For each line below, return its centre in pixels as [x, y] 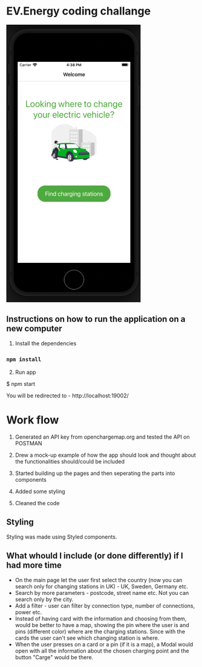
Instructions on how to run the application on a [96, 319]
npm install [24, 359]
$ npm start [21, 384]
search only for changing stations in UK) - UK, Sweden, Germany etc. [102, 586]
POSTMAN [28, 443]
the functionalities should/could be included [70, 461]
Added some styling [40, 491]
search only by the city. [44, 599]
